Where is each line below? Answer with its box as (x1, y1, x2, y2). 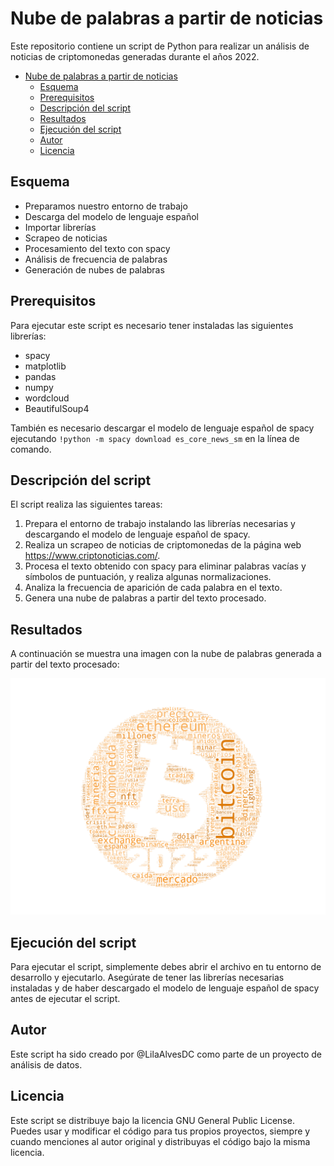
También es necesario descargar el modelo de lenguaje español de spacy (10, 422, 315, 434)
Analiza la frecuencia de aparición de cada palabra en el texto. (24, 582, 283, 594)
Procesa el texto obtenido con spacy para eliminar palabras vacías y (24, 560, 307, 572)
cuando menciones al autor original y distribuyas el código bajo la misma (10, 1135, 311, 1147)
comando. (10, 443, 52, 455)
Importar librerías (24, 221, 97, 233)
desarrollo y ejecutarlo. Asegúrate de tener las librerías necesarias (10, 972, 285, 983)
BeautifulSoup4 (24, 402, 90, 414)
